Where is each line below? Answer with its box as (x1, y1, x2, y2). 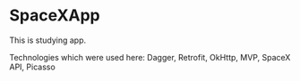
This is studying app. (9, 35, 87, 45)
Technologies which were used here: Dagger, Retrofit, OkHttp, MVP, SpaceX (9, 52, 291, 62)
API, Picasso (9, 61, 56, 72)
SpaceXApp (9, 5, 100, 26)
